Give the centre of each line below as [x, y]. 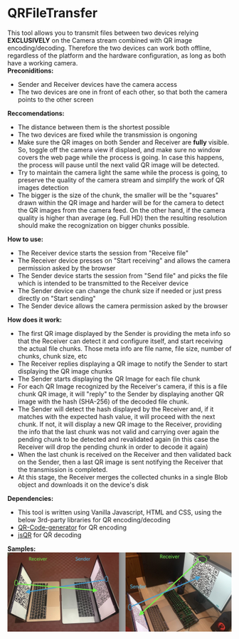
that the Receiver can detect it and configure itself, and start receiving [120, 341]
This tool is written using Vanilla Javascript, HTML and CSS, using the [119, 512]
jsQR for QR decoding [49, 534]
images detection [43, 187]
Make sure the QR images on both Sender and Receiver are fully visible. [123, 142]
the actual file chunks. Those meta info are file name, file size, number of [124, 348]
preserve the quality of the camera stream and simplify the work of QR [121, 180]
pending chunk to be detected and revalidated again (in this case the [118, 439]
